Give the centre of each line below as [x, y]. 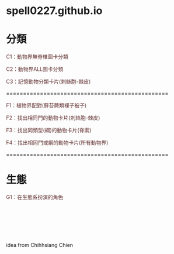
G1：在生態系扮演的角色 [35, 197]
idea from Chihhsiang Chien [40, 245]
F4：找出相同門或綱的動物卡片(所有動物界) [57, 143]
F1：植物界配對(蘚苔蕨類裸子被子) [46, 105]
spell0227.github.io [54, 11]
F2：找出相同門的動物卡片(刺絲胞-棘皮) [53, 118]
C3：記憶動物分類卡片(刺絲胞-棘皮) [48, 82]
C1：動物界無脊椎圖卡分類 [37, 57]
